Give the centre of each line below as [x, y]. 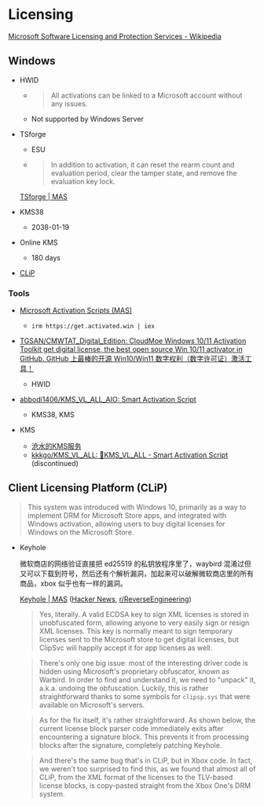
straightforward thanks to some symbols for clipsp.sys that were [145, 696]
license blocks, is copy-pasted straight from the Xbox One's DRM [145, 786]
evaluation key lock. [83, 181]
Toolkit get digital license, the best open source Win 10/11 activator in [131, 349]
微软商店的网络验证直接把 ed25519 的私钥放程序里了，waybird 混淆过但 [135, 564]
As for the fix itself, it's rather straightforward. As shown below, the [147, 720]
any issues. [69, 103]
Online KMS [38, 242]
